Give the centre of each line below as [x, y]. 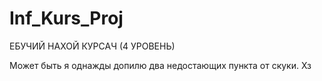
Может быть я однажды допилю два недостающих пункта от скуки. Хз [160, 65]
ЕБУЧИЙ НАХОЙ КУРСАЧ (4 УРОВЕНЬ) [92, 46]
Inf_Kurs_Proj [66, 18]
